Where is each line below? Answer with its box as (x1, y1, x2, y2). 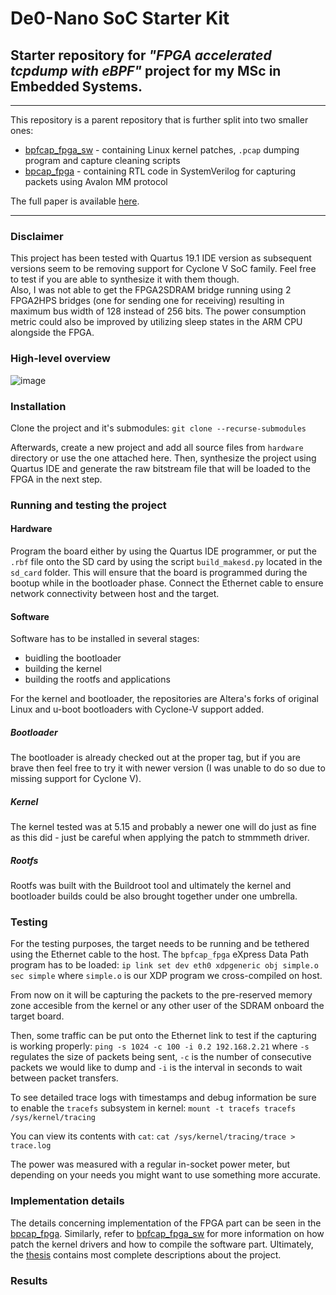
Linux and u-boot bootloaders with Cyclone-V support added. (10, 703, 265, 716)
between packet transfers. (10, 1072, 119, 1084)
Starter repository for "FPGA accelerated (10, 47, 272, 64)
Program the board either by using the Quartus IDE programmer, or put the (10, 545, 317, 557)
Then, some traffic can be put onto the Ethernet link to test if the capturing (10, 1030, 317, 1042)
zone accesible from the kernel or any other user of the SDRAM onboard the (10, 1000, 325, 1012)
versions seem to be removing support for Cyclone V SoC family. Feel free (10, 263, 317, 275)
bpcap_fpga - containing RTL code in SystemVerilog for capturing (24, 165, 297, 177)
